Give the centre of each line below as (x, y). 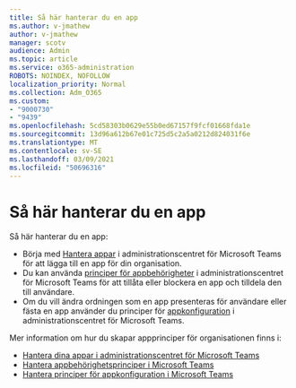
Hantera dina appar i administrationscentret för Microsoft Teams (141, 356)
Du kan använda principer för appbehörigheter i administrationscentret (153, 273)
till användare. (48, 292)
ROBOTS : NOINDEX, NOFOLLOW (60, 76)
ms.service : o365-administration (72, 68)
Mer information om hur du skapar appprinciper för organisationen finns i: (145, 338)
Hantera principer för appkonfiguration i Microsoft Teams (128, 375)
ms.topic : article (44, 59)
